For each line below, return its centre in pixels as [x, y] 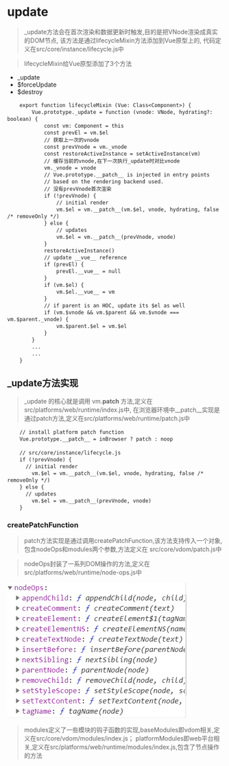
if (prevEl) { [64, 264]
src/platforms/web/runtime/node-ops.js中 [83, 572]
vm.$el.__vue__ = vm [85, 292]
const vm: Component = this [84, 126]
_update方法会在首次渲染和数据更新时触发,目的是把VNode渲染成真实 [121, 32]
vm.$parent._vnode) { [38, 319]
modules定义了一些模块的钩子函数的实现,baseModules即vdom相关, [119, 730]
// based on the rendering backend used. [104, 182]
